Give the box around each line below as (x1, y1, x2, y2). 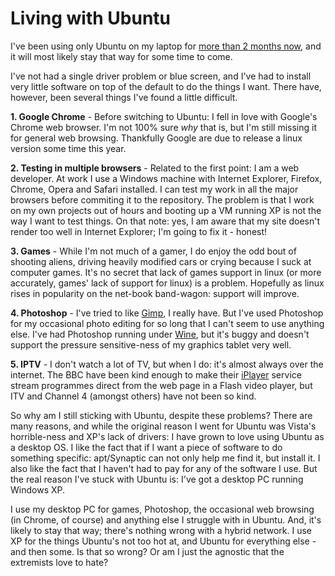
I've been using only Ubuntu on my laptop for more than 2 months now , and (10, 40, 322, 52)
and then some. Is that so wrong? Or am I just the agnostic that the (10, 545, 285, 557)
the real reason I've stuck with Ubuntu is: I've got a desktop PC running (10, 473, 304, 485)
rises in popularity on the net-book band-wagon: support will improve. (10, 287, 300, 299)
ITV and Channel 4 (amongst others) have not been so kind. (10, 390, 257, 402)
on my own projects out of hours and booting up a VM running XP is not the (10, 204, 322, 216)
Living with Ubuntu (10, 7, 172, 30)
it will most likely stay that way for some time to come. (10, 50, 233, 62)
